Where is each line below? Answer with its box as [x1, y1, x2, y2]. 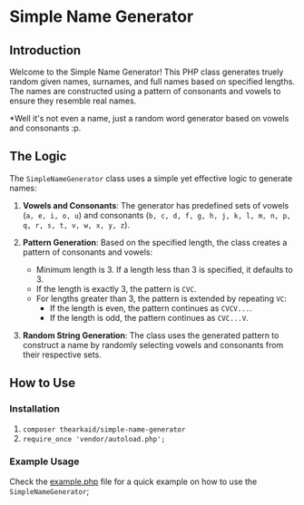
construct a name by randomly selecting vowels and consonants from [22, 339, 284, 350]
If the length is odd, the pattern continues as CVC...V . [49, 312, 250, 323]
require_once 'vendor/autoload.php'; [22, 434, 166, 443]
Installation [9, 403, 61, 415]
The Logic [9, 149, 67, 164]
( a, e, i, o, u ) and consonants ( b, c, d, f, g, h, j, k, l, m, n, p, [22, 209, 291, 220]
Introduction [9, 43, 82, 58]
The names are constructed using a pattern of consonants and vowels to [9, 86, 281, 96]
